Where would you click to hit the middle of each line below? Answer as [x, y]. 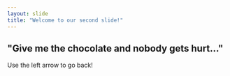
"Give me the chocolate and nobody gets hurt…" [115, 48]
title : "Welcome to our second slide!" [65, 20]
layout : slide [28, 14]
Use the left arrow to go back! [50, 65]
